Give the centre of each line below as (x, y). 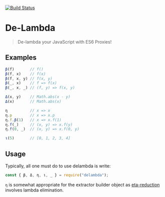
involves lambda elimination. (34, 190)
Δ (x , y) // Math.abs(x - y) (38, 97)
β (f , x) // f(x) (26, 74)
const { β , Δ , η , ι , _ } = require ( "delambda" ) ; (57, 175)
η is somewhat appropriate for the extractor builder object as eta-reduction (82, 184)
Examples (21, 58)
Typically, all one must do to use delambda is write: (58, 166)
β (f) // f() (24, 69)
